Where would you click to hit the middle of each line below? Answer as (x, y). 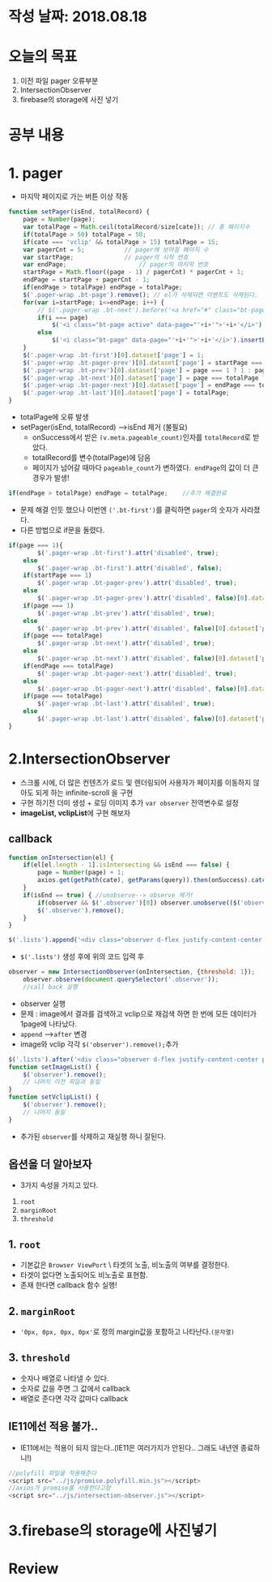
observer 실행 (43, 1004)
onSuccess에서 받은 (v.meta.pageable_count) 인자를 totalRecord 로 (141, 437)
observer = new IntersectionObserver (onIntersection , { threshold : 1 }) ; (132, 972)
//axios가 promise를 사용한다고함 (60, 1488)
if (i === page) (63, 317)
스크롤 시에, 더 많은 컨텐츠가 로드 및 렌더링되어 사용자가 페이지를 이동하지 (136, 782)
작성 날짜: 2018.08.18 (78, 17)
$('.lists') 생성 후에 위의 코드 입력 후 (82, 957)
